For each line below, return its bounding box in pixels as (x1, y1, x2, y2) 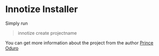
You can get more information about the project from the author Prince (5, 39, 154, 46)
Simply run (5, 20, 28, 26)
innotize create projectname (17, 30, 77, 36)
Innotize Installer (5, 4, 78, 15)
